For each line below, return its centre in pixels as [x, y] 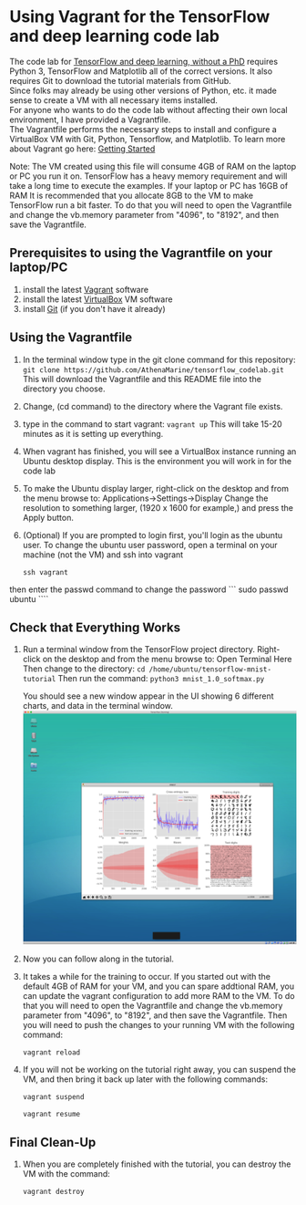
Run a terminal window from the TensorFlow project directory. [138, 649]
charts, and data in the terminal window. [97, 706]
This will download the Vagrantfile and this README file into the [142, 379]
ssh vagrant [45, 572]
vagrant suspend [53, 1097]
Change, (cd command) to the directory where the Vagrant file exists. [153, 406]
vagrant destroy [53, 1192]
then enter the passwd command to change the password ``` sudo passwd [149, 589]
